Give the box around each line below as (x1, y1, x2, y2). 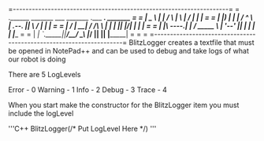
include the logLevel (8, 109, 74, 118)
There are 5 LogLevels (8, 70, 81, 79)
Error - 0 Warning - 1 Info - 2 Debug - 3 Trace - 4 (8, 85, 168, 95)
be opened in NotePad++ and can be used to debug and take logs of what (8, 46, 250, 55)
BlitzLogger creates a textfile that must (128, 38, 255, 47)
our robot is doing (8, 54, 66, 64)
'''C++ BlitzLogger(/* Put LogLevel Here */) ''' (8, 124, 157, 133)
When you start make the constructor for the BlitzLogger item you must (8, 100, 240, 109)
